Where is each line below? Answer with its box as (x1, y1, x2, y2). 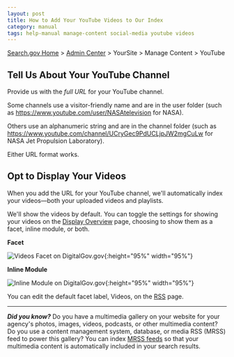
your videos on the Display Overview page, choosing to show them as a (7, 217, 213, 225)
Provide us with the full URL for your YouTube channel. (7, 88, 164, 96)
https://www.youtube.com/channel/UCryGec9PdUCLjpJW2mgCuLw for (7, 130, 214, 138)
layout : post (7, 10, 45, 17)
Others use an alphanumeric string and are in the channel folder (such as (7, 122, 217, 130)
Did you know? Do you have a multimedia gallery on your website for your (7, 312, 221, 321)
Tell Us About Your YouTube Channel (7, 69, 170, 81)
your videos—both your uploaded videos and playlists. (7, 196, 164, 204)
